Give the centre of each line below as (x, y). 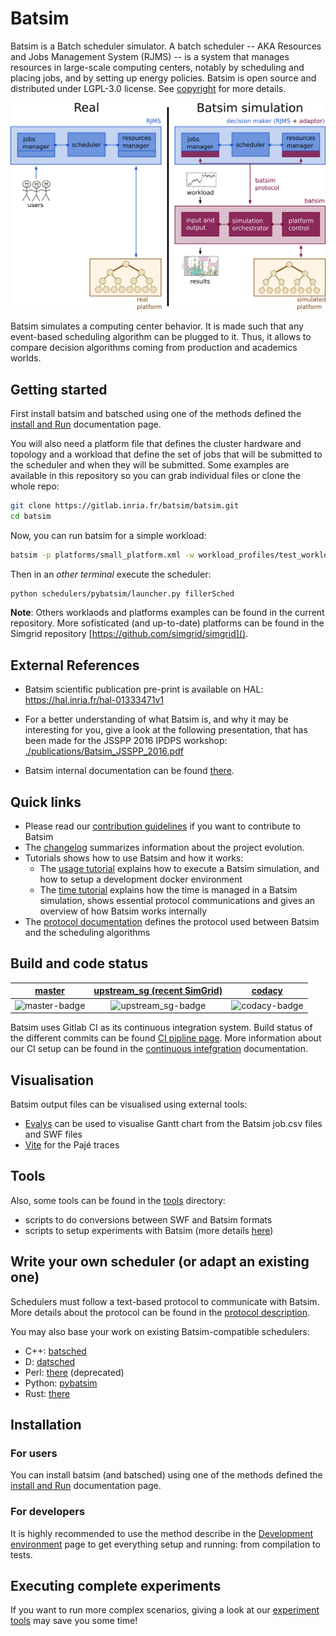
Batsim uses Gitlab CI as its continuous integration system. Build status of (161, 1028)
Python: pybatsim (61, 1383)
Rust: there (47, 1393)
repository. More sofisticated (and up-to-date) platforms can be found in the (167, 623)
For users (34, 1453)
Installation (46, 1424)
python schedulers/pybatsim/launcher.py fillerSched (122, 593)
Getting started (59, 389)
